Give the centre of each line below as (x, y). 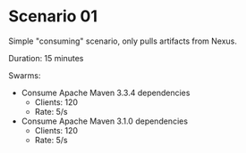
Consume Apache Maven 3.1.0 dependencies (105, 121)
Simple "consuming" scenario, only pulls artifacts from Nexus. (123, 41)
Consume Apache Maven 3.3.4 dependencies (106, 93)
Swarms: (25, 75)
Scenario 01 (53, 16)
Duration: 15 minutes (46, 58)
